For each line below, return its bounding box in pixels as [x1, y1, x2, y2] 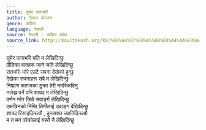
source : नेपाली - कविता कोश [6, 32, 67, 38]
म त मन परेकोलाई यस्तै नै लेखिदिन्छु [6, 117, 75, 123]
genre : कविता [6, 20, 36, 26]
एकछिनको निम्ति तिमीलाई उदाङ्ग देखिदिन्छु [6, 102, 88, 110]
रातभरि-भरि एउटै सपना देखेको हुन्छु [6, 68, 74, 75]
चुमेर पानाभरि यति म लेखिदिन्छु [6, 55, 64, 61]
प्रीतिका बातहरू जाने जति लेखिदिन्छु [6, 61, 74, 68]
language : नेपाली [6, 26, 44, 32]
